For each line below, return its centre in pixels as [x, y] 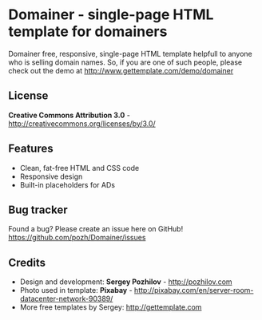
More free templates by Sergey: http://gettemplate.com [111, 307]
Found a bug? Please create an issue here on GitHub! [96, 229]
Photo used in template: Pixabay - [76, 290]
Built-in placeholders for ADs [67, 184]
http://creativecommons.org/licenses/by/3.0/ [82, 123]
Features [31, 149]
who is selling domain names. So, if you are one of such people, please [125, 62]
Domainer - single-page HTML [111, 15]
